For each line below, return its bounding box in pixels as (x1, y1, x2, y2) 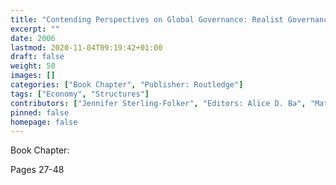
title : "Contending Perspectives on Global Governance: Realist (10, 14, 284, 25)
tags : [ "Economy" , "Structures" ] (10, 89, 150, 99)
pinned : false (10, 107, 70, 118)
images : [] (10, 71, 56, 81)
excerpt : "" (10, 24, 60, 34)
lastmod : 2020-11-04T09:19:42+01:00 (10, 42, 163, 53)
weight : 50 (10, 61, 56, 71)
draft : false (10, 52, 65, 62)
